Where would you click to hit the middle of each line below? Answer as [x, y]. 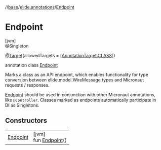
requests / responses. [27, 85]
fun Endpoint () [50, 140]
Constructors [26, 121]
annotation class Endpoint [32, 65]
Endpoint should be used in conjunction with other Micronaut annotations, [80, 94]
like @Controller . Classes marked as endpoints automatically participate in [81, 100]
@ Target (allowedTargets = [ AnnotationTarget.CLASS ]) [60, 55]
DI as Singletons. [22, 105]
